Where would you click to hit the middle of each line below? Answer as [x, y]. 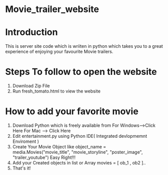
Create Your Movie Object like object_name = [59, 147]
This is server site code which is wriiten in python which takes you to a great [84, 46]
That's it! [22, 168]
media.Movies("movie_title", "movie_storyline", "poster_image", [77, 152]
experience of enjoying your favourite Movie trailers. [59, 52]
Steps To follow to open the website [81, 72]
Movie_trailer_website [52, 9]
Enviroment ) [26, 141]
